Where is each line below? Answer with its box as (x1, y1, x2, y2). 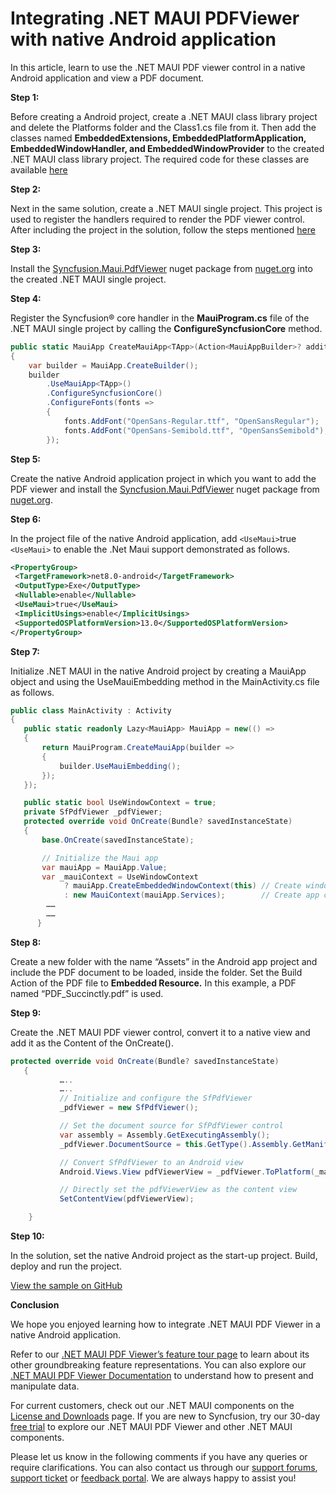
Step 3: (10, 243, 42, 255)
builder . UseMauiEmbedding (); (59, 761, 182, 771)
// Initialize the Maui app (41, 853, 159, 863)
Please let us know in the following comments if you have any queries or (10, 1451, 308, 1463)
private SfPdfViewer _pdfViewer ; (23, 807, 163, 817)
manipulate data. (10, 1380, 80, 1392)
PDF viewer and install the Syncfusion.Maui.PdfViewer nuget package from (10, 483, 320, 495)
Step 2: (10, 183, 42, 195)
